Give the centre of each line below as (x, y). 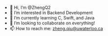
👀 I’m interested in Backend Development (51, 13)
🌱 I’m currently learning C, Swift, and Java (52, 18)
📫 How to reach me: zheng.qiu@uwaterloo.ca (56, 28)
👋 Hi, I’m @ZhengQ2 (30, 8)
